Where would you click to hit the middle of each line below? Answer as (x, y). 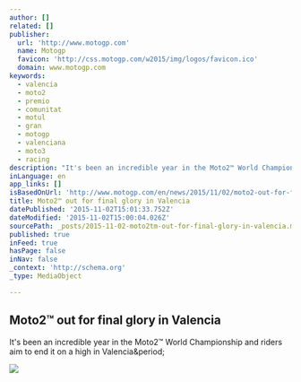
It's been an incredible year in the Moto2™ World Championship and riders (146, 342)
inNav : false (34, 260)
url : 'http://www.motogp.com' (73, 43)
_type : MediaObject (46, 276)
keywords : (28, 76)
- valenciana (42, 143)
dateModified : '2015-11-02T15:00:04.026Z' (90, 217)
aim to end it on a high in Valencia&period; (87, 352)
